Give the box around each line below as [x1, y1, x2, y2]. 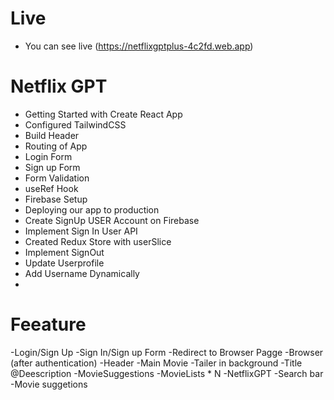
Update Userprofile [24, 257, 105, 269]
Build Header [24, 129, 80, 141]
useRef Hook [24, 182, 79, 194]
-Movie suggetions [10, 378, 88, 390]
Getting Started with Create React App [24, 108, 183, 120]
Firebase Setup [24, 193, 88, 205]
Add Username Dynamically [24, 267, 140, 279]
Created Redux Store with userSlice [24, 235, 172, 247]
